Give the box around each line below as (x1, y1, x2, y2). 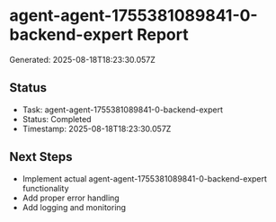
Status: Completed (22, 113, 92, 124)
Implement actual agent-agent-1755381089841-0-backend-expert (22, 173, 268, 184)
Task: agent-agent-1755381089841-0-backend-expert (22, 104, 223, 115)
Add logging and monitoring (22, 201, 127, 212)
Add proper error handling (22, 192, 120, 203)
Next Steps (9, 149, 73, 164)
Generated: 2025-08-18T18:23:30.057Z (9, 54, 156, 65)
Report (136, 24, 189, 45)
